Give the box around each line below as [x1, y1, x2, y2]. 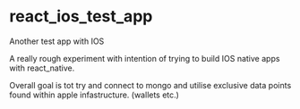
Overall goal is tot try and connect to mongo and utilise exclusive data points [9, 80, 292, 90]
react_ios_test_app [9, 6, 153, 27]
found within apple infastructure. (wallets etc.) [9, 89, 179, 100]
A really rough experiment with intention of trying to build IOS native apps [9, 53, 280, 63]
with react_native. [9, 63, 75, 73]
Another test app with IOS [9, 36, 105, 46]
